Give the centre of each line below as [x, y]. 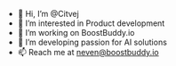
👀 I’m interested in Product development [91, 23]
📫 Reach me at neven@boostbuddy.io [88, 52]
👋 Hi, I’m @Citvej [48, 14]
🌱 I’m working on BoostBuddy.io [76, 33]
